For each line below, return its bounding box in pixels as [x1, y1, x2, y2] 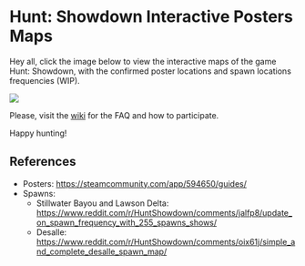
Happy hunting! [9, 128, 67, 138]
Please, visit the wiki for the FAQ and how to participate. [9, 109, 219, 120]
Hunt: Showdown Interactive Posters [9, 6, 293, 27]
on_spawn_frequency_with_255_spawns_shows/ [36, 217, 218, 228]
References [9, 154, 76, 169]
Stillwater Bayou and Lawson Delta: [36, 198, 169, 209]
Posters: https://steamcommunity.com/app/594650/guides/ [22, 178, 248, 189]
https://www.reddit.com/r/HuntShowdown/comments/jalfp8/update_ [36, 207, 293, 218]
